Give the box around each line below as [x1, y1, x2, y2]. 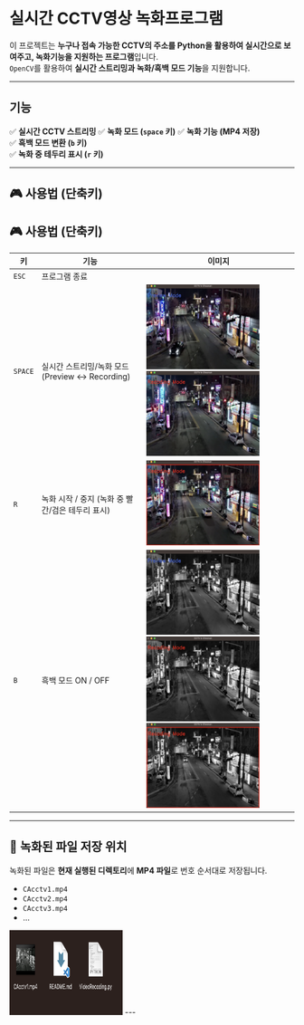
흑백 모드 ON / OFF [41, 675, 110, 685]
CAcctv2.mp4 [22, 894, 68, 904]
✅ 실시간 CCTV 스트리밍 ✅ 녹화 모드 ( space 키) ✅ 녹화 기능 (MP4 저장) [9, 126, 261, 137]
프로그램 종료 [41, 271, 88, 282]
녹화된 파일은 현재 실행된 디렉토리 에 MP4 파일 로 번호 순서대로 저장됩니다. [9, 865, 268, 876]
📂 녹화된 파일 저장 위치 [9, 839, 128, 855]
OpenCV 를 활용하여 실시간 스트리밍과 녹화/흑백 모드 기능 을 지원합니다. [9, 62, 251, 73]
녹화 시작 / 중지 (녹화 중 [41, 493, 125, 503]
